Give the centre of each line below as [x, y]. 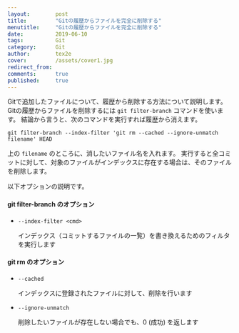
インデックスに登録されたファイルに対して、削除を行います [105, 293]
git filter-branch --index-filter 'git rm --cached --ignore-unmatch [113, 133]
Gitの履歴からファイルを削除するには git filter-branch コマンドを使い [112, 111]
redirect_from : [30, 67]
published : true [38, 80]
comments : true [38, 74]
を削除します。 [29, 172]
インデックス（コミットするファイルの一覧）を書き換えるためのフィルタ [124, 235]
